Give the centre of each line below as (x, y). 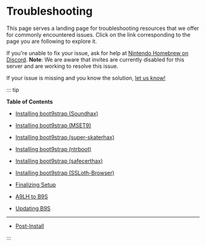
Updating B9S (33, 208)
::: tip (13, 89)
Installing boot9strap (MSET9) (53, 125)
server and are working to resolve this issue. (62, 66)
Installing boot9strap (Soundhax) (57, 113)
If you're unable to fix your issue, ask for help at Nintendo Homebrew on (97, 53)
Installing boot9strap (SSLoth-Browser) (65, 173)
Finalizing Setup (36, 184)
